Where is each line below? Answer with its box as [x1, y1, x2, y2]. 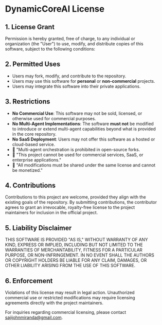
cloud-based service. [12, 141, 55, 147]
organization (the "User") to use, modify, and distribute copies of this [5, 41, 144, 47]
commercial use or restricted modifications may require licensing [5, 295, 135, 301]
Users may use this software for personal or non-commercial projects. [12, 78, 155, 84]
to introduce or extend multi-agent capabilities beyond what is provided [12, 126, 156, 132]
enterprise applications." [12, 157, 62, 162]
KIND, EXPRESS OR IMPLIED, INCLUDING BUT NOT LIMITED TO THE [5, 242, 143, 248]
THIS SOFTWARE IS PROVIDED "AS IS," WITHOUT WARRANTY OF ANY [5, 237, 148, 243]
